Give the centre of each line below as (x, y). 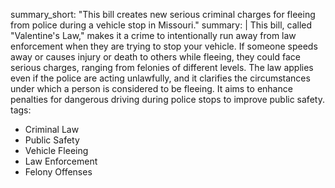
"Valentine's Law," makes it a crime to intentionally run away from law (153, 35)
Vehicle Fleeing (56, 150)
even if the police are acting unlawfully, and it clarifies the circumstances (160, 78)
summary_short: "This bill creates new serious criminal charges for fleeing (163, 14)
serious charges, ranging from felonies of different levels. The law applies (162, 67)
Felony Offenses (58, 172)
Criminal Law (52, 129)
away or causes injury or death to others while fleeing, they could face (155, 57)
